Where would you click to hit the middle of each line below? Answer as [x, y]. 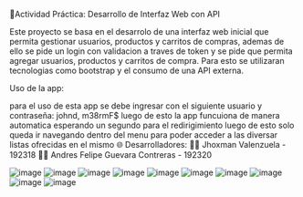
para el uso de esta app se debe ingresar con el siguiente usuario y [136, 106]
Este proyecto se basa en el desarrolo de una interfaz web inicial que [139, 31]
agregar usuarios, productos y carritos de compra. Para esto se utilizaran [147, 61]
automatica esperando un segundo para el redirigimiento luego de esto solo [152, 125]
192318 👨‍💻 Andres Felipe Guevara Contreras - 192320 [111, 155]
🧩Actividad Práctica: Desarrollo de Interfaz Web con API [115, 14]
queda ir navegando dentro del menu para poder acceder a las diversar [144, 135]
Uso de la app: [37, 88]
